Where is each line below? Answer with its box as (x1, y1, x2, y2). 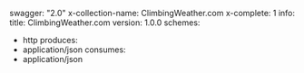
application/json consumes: (22, 44, 126, 55)
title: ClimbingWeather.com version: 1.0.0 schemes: (9, 17, 201, 28)
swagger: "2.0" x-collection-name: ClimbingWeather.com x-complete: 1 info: (9, 8, 296, 18)
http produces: (22, 35, 79, 45)
